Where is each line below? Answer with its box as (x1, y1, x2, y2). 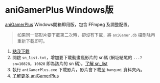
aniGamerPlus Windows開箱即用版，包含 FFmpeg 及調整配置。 (5, 21, 132, 27)
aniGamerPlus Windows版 (5, 4, 114, 16)
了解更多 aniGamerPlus (12, 73, 59, 79)
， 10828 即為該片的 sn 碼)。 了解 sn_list (30, 61, 108, 66)
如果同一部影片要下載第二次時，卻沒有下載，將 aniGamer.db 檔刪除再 (17, 32, 156, 38)
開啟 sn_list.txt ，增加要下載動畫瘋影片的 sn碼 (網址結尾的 (12, 54, 133, 60)
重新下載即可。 (17, 38, 47, 44)
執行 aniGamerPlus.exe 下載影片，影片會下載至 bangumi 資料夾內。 (12, 66, 145, 72)
